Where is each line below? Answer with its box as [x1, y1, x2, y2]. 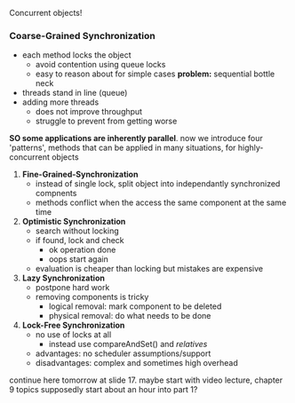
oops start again [48, 254, 108, 265]
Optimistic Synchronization [21, 217, 126, 227]
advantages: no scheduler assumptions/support [35, 348, 211, 359]
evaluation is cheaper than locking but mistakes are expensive [35, 264, 264, 274]
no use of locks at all [35, 329, 112, 340]
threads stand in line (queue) [21, 88, 128, 99]
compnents [35, 188, 77, 199]
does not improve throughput [35, 107, 143, 117]
